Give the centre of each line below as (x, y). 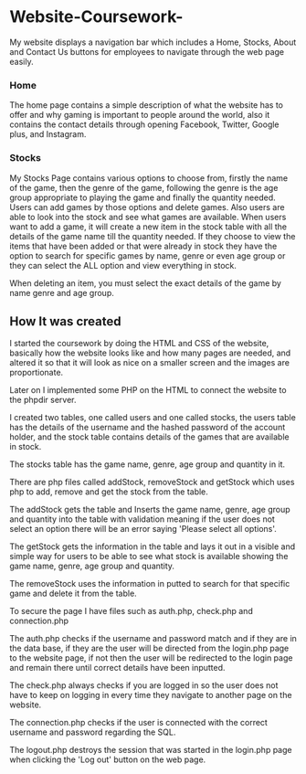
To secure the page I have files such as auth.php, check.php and (131, 611)
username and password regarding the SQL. (93, 732)
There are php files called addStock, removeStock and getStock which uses (152, 482)
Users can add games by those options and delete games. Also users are (147, 207)
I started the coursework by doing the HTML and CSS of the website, (139, 344)
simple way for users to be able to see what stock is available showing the (149, 557)
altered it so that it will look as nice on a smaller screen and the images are (150, 363)
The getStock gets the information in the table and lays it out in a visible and (152, 546)
